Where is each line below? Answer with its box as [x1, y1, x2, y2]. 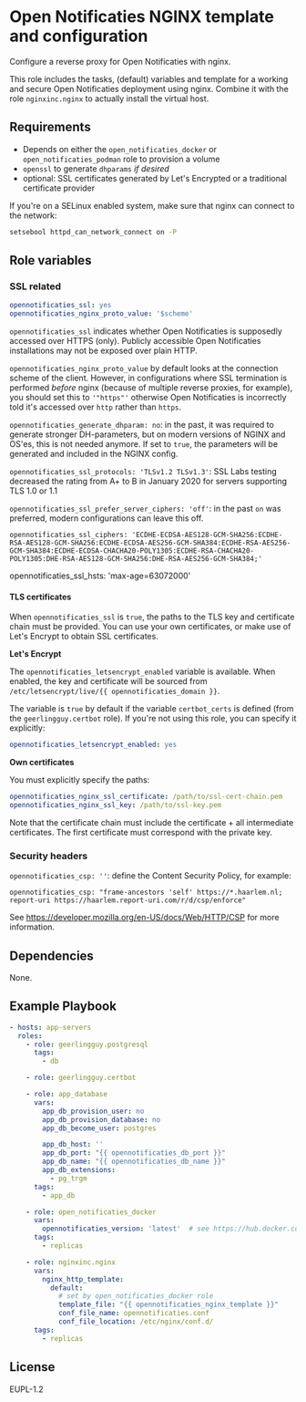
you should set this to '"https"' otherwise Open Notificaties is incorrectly [9, 392, 287, 403]
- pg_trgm [49, 1174, 88, 1183]
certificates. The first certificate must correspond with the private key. [9, 826, 273, 837]
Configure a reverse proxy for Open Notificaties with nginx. [9, 56, 231, 67]
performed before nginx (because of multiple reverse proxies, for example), [9, 382, 293, 393]
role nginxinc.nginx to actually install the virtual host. [9, 93, 209, 104]
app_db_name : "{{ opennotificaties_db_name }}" [42, 1157, 226, 1167]
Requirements [9, 119, 91, 135]
